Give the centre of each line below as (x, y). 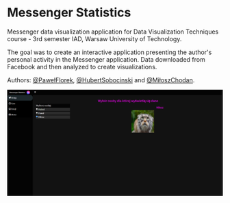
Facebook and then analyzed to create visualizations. (82, 67)
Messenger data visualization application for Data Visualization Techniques (113, 32)
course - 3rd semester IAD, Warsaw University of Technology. (94, 38)
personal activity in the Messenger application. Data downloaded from (106, 59)
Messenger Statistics (69, 13)
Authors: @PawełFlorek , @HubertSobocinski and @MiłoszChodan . (101, 80)
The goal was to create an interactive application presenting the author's (110, 52)
